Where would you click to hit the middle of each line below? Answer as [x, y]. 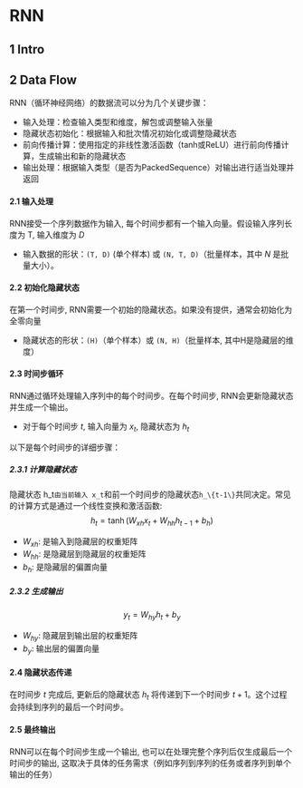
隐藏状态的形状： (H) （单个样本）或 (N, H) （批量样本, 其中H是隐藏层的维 [158, 340]
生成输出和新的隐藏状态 [82, 156]
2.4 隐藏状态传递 [41, 672]
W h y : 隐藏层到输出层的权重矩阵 [80, 636]
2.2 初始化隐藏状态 [44, 287]
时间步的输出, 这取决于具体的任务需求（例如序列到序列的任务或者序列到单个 [150, 763]
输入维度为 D [61, 234]
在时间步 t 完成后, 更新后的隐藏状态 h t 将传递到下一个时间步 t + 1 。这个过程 [148, 695]
